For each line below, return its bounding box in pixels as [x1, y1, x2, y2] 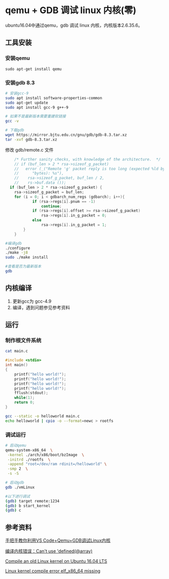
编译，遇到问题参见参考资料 [12, 304, 70, 310]
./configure [5, 245, 30, 251]
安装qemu [5, 55, 30, 62]
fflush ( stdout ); [14, 391, 49, 396]
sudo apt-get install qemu [5, 66, 62, 71]
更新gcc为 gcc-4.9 [12, 298, 52, 304]
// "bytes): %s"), [14, 171, 64, 176]
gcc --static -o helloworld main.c [5, 413, 80, 418]
